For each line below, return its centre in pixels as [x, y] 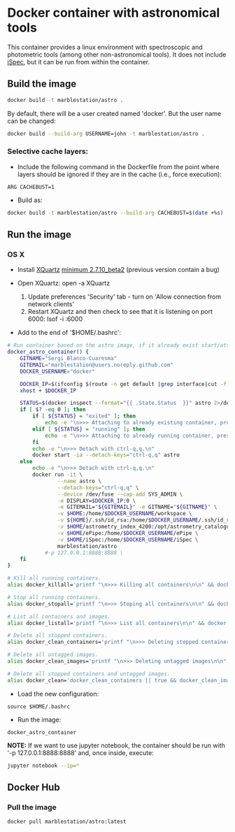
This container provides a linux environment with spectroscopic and [105, 47]
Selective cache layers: [48, 152]
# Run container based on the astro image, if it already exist [103, 345]
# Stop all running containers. [54, 597]
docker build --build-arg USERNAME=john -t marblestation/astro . [106, 134]
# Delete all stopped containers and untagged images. [89, 674]
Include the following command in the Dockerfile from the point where [118, 166]
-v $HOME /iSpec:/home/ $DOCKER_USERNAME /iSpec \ [128, 540]
